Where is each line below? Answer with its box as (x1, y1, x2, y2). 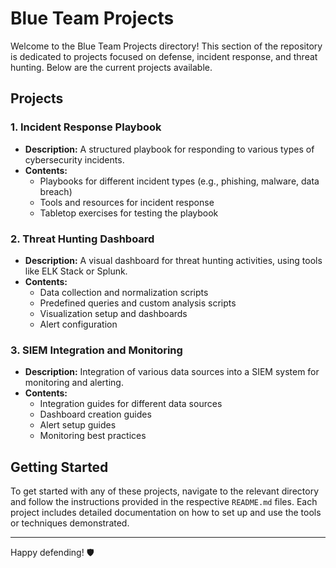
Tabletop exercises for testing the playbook (39, 207, 219, 219)
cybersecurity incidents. (24, 153, 125, 166)
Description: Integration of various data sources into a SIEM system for (24, 366, 320, 378)
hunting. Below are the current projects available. (10, 61, 213, 73)
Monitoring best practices (39, 430, 147, 442)
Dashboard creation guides (39, 408, 152, 421)
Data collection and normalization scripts (39, 286, 209, 298)
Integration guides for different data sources (39, 398, 223, 410)
